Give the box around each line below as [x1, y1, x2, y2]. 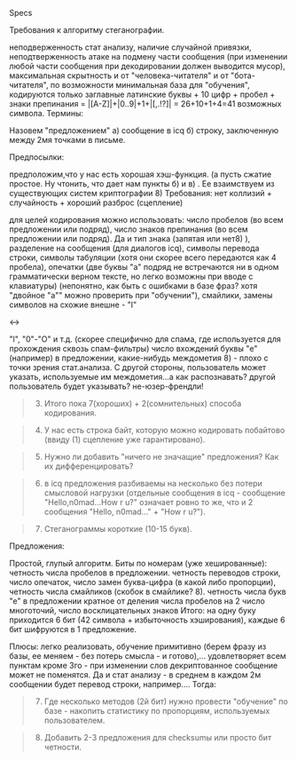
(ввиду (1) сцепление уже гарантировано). [43, 434, 206, 445]
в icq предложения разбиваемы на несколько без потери [43, 479, 263, 488]
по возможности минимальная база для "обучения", [50, 80, 250, 90]
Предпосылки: [9, 152, 65, 162]
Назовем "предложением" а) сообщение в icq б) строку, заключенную [9, 125, 279, 136]
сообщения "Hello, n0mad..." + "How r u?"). [43, 506, 206, 517]
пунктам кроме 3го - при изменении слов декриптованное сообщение [9, 661, 278, 670]
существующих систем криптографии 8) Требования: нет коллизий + [9, 188, 272, 198]
